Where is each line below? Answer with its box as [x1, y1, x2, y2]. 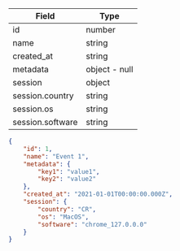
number [85, 24, 116, 35]
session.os [12, 103, 54, 115]
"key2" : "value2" [37, 175, 96, 184]
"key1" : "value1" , [37, 167, 100, 175]
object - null [85, 64, 134, 75]
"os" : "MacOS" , [37, 213, 90, 221]
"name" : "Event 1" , [23, 152, 90, 161]
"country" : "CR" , [37, 205, 96, 214]
